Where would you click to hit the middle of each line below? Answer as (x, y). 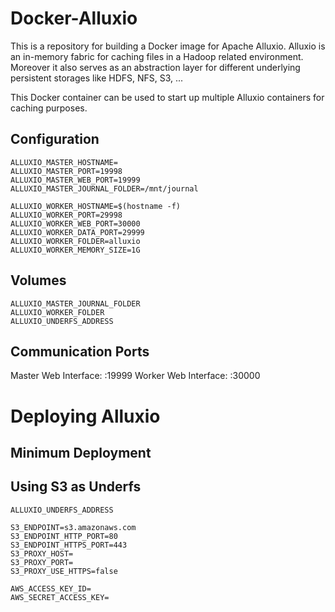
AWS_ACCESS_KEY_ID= (51, 588)
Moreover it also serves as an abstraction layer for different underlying (155, 67)
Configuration (55, 139)
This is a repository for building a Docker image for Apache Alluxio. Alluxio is (168, 46)
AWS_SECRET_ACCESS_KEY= (60, 597)
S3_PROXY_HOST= (42, 553)
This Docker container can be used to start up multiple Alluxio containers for (167, 97)
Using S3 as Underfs (76, 487)
